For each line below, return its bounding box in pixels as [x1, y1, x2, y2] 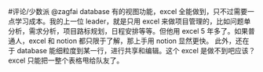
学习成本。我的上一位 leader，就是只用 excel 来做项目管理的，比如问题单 [14, 16, 251, 26]
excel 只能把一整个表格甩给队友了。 [8, 56, 124, 65]
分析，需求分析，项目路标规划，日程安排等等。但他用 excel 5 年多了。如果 [8, 27, 249, 35]
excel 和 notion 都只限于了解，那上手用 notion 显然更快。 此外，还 [28, 36, 243, 45]
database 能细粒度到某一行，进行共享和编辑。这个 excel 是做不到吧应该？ [16, 46, 256, 55]
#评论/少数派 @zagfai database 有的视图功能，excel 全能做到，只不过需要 [8, 7, 248, 16]
